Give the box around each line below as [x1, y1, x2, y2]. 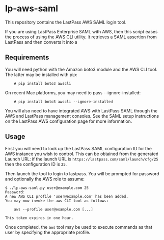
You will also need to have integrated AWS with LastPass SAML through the [5, 107, 158, 113]
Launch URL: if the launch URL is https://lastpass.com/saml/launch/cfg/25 [5, 156, 159, 162]
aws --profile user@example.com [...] [14, 207, 93, 212]
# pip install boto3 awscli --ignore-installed [14, 99, 113, 104]
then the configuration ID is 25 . [5, 161, 67, 167]
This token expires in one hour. [5, 215, 74, 220]
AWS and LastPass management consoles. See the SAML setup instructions [5, 113, 159, 119]
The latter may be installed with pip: [5, 72, 78, 78]
